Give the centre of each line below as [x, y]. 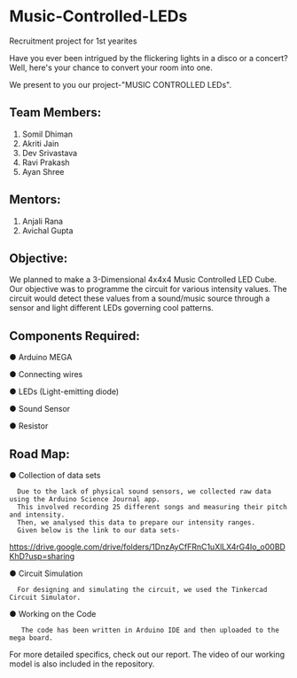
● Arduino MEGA [41, 358]
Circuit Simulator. [45, 597]
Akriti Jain [40, 143]
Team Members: [55, 113]
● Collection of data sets [55, 475]
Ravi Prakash [46, 162]
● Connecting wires [46, 374]
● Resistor [29, 426]
